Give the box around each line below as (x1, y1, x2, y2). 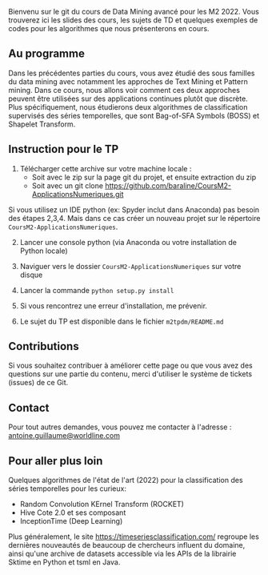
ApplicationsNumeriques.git (31, 189, 124, 199)
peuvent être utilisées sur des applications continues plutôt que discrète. (8, 94, 248, 103)
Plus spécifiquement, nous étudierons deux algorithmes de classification (8, 102, 248, 111)
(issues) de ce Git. (8, 378, 69, 388)
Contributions (8, 340, 79, 353)
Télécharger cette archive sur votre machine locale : (19, 163, 192, 173)
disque (19, 270, 43, 279)
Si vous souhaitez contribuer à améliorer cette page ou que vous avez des (8, 360, 254, 371)
